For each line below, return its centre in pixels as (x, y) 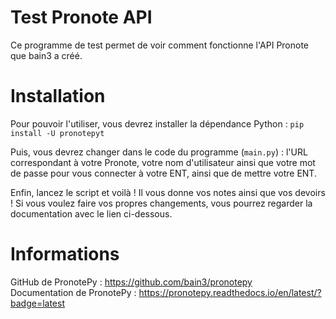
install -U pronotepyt (57, 133)
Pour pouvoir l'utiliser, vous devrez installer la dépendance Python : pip (157, 123)
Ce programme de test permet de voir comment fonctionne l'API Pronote (160, 45)
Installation (58, 96)
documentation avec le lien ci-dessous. (91, 213)
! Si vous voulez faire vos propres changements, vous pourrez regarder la (161, 203)
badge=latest (37, 303)
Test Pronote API (81, 17)
